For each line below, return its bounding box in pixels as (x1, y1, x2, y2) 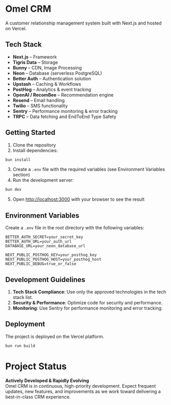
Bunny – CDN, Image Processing (12, 64, 82, 70)
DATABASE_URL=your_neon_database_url (5, 244, 86, 249)
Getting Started (5, 128, 56, 137)
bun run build (5, 343, 36, 348)
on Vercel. (5, 25, 27, 31)
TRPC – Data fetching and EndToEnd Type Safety (12, 113, 116, 120)
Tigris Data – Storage (12, 59, 58, 65)
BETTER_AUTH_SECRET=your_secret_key (5, 234, 83, 240)
